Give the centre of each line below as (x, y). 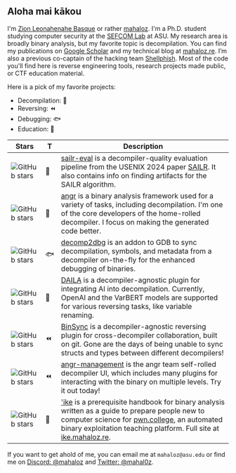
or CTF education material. (46, 73)
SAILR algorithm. (88, 184)
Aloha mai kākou (45, 12)
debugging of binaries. (98, 268)
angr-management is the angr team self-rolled (138, 364)
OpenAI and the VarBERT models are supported (139, 298)
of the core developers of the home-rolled (131, 213)
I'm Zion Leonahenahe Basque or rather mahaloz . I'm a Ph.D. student (107, 28)
